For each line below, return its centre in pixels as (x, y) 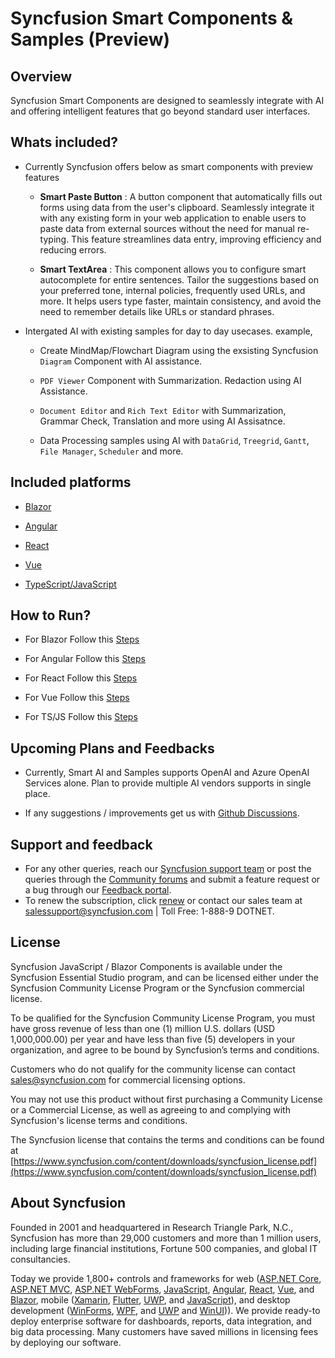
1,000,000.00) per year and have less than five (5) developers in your (153, 1039)
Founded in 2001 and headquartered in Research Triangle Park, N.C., (152, 1227)
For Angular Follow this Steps (85, 659)
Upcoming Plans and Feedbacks (112, 748)
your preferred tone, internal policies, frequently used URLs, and (172, 290)
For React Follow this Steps (81, 678)
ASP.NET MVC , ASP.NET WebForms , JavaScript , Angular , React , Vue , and (162, 1289)
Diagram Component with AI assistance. (121, 361)
